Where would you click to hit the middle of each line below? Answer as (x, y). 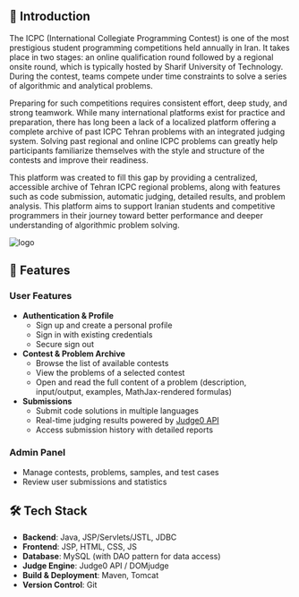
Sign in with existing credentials (94, 334)
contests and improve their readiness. (79, 160)
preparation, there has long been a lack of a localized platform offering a (143, 122)
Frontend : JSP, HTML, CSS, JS (79, 546)
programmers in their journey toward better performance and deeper (137, 215)
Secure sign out (64, 344)
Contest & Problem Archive (73, 354)
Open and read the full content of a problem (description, (141, 382)
